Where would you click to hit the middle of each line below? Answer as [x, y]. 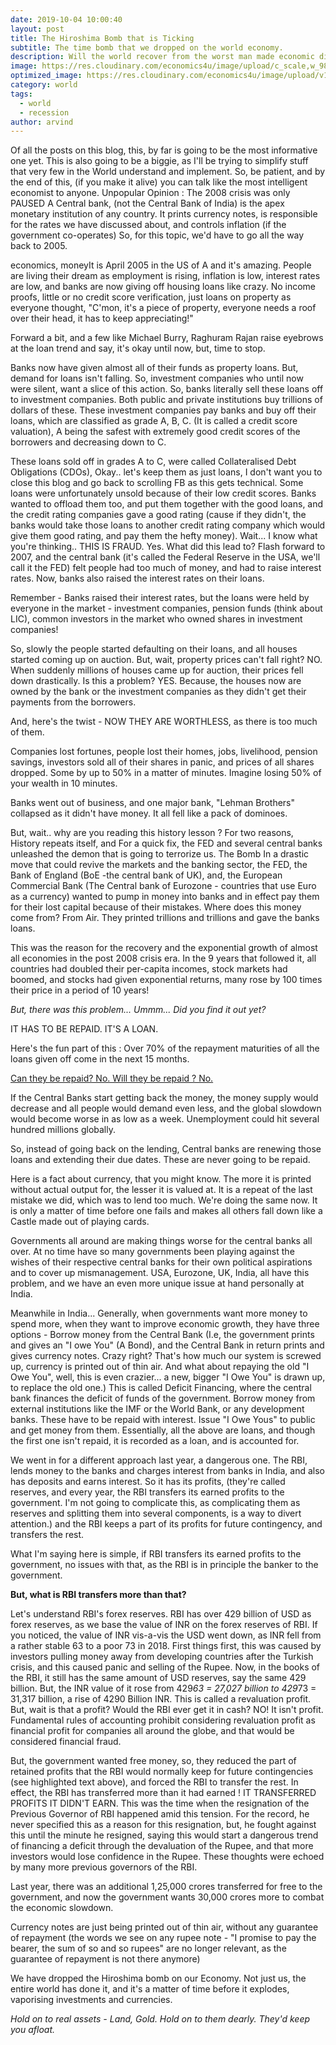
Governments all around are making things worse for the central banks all [161, 1241]
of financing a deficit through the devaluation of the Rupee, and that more [162, 1846]
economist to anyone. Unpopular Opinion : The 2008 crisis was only [150, 193]
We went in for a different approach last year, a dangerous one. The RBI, [159, 1460]
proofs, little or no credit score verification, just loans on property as [151, 297]
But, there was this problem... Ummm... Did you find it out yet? [138, 1010]
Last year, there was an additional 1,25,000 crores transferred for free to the [166, 1887]
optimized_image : [46, 76]
